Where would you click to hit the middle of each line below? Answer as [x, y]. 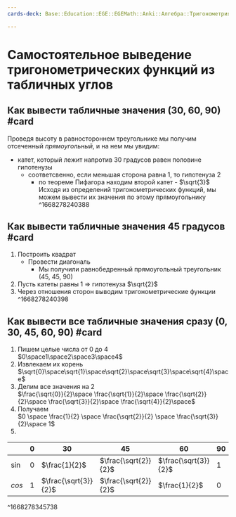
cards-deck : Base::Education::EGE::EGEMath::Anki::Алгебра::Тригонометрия [119, 14]
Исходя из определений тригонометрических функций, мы [127, 189]
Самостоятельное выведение [99, 55]
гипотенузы [35, 167]
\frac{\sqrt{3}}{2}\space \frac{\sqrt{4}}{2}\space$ [122, 402]
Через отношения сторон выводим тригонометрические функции [117, 292]
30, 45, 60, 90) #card [55, 332]
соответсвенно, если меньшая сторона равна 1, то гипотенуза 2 [124, 174]
